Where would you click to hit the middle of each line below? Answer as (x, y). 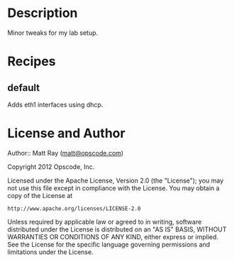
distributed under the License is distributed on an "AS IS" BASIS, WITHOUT (117, 229)
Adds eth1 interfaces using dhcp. (55, 104)
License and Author (66, 133)
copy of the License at (40, 195)
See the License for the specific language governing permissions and (109, 244)
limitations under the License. (50, 252)
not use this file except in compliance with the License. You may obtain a (113, 188)
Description (43, 13)
